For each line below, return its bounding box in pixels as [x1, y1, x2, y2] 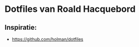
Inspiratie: [4, 23, 37, 32]
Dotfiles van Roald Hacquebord [4, 3, 136, 15]
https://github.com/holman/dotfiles [11, 36, 83, 42]
